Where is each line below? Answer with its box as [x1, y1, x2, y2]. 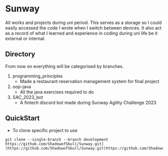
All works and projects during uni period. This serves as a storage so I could [5, 19, 162, 25]
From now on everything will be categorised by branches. [5, 63, 124, 69]
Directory [5, 50, 35, 58]
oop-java [12, 83, 31, 89]
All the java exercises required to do [19, 88, 94, 95]
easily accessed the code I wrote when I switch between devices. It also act [5, 24, 161, 30]
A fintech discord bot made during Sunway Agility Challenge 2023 [19, 99, 156, 105]
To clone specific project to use [12, 127, 77, 133]
